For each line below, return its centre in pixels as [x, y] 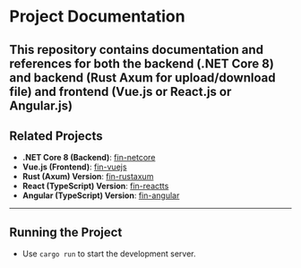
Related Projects [56, 136]
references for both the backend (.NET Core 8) [142, 63]
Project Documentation [97, 17]
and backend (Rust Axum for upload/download [142, 78]
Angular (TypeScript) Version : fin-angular [101, 195]
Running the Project [66, 232]
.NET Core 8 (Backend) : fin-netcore [89, 158]
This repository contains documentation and [137, 50]
